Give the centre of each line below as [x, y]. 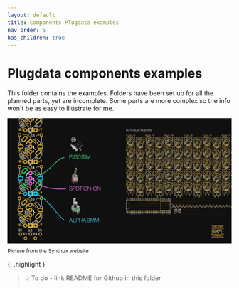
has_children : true [36, 38]
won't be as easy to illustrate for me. [61, 108]
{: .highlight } [26, 264]
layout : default [31, 15]
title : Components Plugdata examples [63, 22]
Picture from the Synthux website [48, 251]
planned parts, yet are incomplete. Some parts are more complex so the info [119, 101]
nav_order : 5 [27, 30]
